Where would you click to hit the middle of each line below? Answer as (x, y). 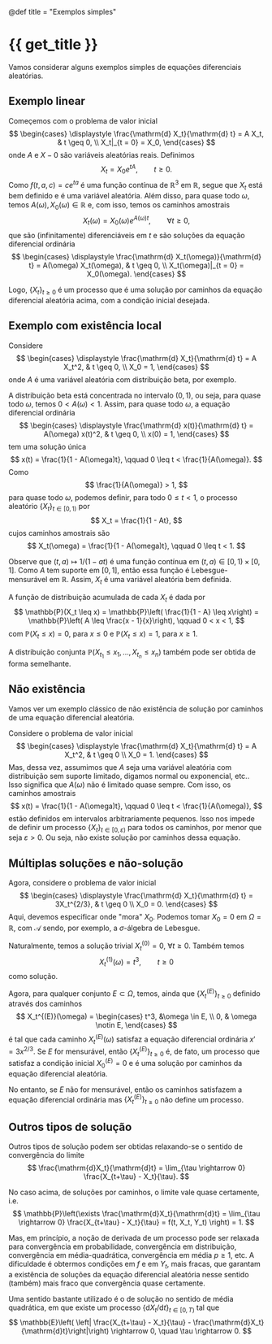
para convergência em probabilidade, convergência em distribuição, (123, 1246)
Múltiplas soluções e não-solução (96, 863)
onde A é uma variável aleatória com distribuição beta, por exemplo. (123, 379)
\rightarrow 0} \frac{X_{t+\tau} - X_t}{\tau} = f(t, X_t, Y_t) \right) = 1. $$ (136, 1222)
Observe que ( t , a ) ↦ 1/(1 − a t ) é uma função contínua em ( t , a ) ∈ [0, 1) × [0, (134, 562)
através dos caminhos (45, 1004)
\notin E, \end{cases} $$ (136, 1025)
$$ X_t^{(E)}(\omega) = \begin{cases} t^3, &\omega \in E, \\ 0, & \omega (136, 1016)
